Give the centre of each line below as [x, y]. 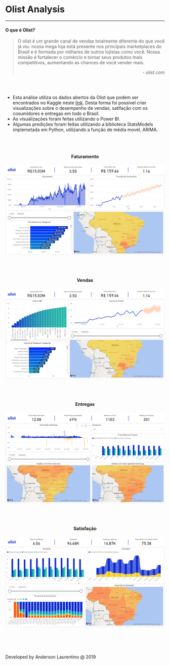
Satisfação [85, 528]
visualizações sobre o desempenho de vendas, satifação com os [80, 108]
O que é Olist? [20, 30]
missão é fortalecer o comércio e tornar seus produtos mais [80, 57]
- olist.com [154, 72]
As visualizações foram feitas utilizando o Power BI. [66, 119]
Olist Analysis [35, 9]
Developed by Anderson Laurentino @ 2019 [51, 657]
